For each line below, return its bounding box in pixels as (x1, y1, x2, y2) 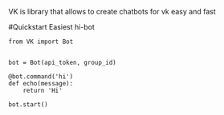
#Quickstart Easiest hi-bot (8, 22, 95, 31)
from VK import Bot (8, 38, 74, 46)
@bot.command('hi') (8, 73, 74, 81)
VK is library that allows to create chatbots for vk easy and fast (8, 7, 216, 16)
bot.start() (8, 101, 48, 109)
